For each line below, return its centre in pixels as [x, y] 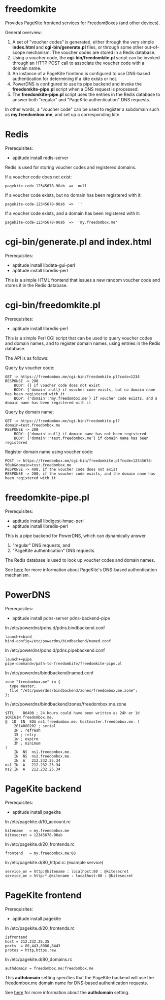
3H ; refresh [27, 730]
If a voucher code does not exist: [39, 177]
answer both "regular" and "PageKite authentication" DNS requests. [81, 99]
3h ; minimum [27, 743]
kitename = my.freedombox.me [37, 831]
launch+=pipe [18, 659]
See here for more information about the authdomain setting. [67, 992]
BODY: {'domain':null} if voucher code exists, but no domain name [84, 390]
